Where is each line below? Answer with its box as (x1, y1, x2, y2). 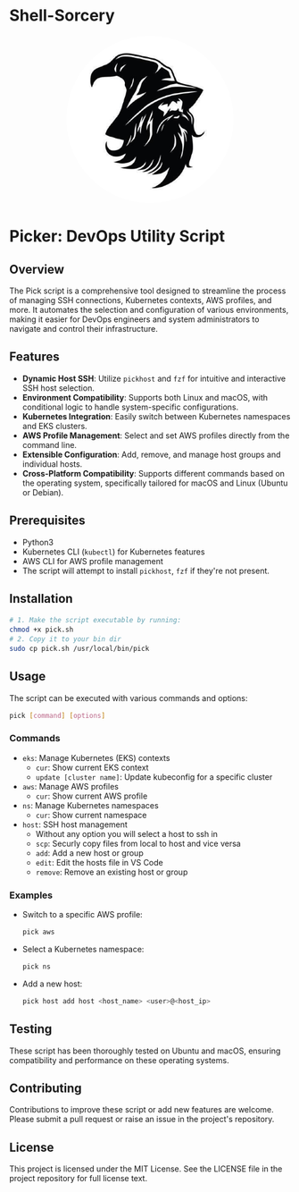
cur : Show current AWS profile (35, 790, 148, 801)
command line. (21, 439, 78, 450)
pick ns (21, 962, 51, 971)
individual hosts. (21, 458, 83, 469)
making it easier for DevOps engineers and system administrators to (9, 314, 260, 325)
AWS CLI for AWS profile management (21, 555, 163, 566)
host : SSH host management (21, 819, 128, 830)
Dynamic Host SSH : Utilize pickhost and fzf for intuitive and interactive (21, 373, 287, 384)
